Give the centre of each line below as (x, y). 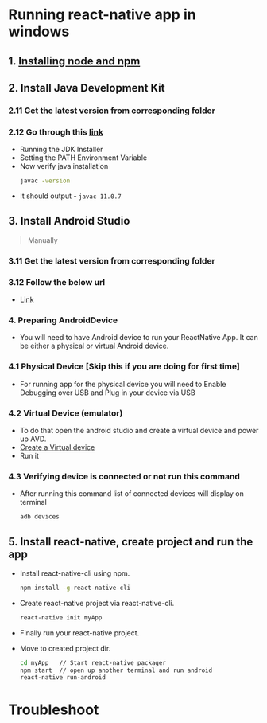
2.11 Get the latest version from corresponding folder (112, 111)
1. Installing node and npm (74, 61)
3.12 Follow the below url (57, 282)
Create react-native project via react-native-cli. (97, 603)
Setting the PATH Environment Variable (83, 158)
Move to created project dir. (65, 648)
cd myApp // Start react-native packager (93, 662)
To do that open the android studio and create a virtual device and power (139, 430)
